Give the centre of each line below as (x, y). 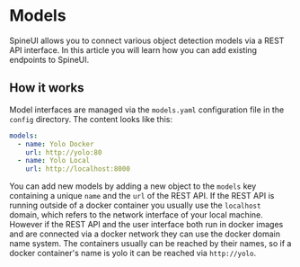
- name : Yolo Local (54, 161)
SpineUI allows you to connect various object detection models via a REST (147, 40)
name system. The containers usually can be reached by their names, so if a (150, 244)
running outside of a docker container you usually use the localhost (135, 205)
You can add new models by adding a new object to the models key (133, 186)
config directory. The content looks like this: (91, 119)
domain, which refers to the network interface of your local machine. (136, 215)
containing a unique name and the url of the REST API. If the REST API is (142, 196)
